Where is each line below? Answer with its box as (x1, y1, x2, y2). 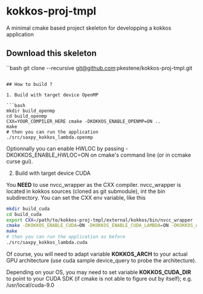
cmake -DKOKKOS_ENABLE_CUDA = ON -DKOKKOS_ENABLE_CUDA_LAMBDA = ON (6, 223, 169, 229)
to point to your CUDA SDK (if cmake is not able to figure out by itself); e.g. (6, 275, 193, 282)
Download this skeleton (6, 48, 97, 59)
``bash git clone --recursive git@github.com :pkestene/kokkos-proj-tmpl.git (6, 64, 193, 71)
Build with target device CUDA (14, 169, 91, 177)
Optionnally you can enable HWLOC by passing (6, 145, 124, 152)
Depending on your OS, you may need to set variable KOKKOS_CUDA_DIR (6, 268, 192, 276)
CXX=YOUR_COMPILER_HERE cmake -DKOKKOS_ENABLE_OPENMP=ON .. (6, 118, 161, 125)
